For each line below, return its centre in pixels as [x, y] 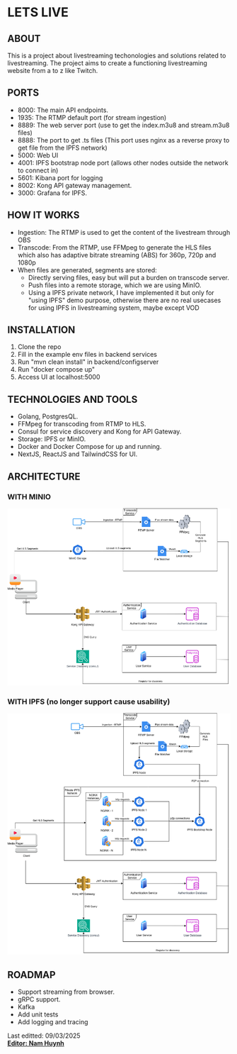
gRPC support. [39, 999]
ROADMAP [31, 975]
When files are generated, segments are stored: [87, 270]
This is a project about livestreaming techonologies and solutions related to [117, 55]
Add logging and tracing [53, 1022]
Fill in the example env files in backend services [87, 355]
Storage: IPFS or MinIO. [52, 439]
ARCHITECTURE [44, 476]
